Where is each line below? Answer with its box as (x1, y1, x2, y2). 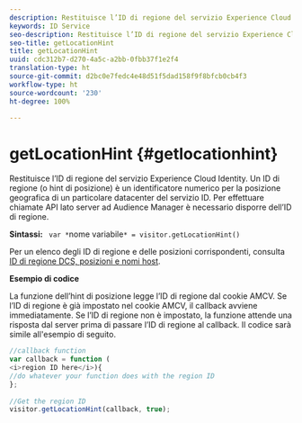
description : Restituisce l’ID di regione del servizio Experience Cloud (9, 13, 292, 22)
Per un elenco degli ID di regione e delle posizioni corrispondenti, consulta (9, 247, 285, 257)
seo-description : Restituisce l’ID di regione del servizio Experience (9, 30, 283, 39)
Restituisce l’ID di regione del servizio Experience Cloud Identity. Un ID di (9, 173, 280, 184)
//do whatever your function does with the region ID (9, 371, 216, 381)
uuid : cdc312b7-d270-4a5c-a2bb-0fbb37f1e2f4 (9, 55, 179, 64)
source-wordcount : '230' (9, 88, 102, 97)
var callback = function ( (9, 355, 111, 364)
